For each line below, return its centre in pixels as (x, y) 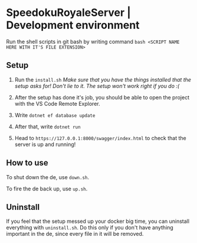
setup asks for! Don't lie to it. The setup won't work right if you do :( (97, 86)
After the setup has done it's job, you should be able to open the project (102, 97)
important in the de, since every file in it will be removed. (75, 234)
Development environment (73, 25)
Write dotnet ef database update (55, 115)
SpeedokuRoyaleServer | (68, 13)
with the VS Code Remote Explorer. (57, 103)
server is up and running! (45, 144)
